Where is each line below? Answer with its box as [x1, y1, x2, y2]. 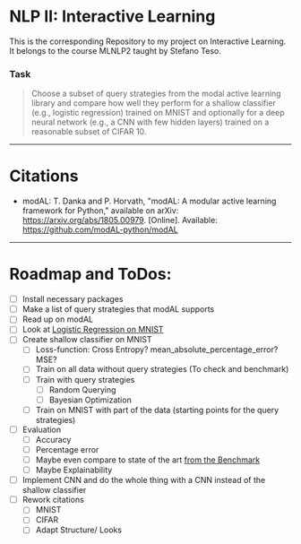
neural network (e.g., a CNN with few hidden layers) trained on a [30, 117, 270, 127]
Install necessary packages [21, 294, 124, 305]
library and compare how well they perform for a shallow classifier [30, 98, 276, 108]
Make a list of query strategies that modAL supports [21, 304, 215, 315]
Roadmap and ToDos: [9, 264, 172, 284]
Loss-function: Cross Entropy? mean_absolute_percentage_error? [35, 344, 279, 355]
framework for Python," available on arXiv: [21, 205, 179, 216]
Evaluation [21, 424, 62, 435]
